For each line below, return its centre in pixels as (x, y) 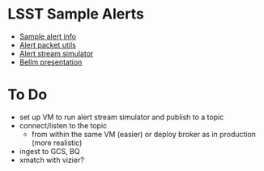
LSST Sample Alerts (76, 14)
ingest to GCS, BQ (49, 151)
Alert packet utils (47, 44)
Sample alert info (48, 36)
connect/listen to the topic (63, 125)
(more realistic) (57, 143)
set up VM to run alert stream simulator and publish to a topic (121, 117)
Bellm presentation (51, 62)
